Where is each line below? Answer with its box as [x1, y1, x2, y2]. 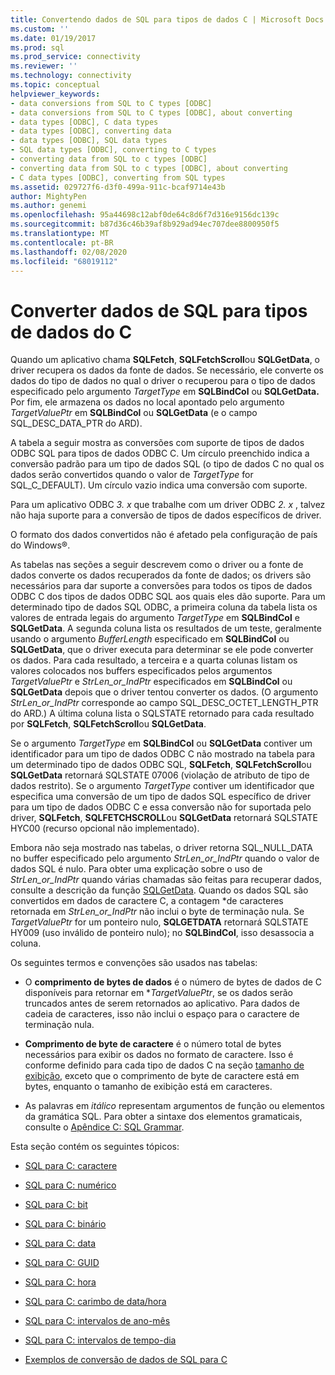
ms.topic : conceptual [10, 80, 101, 90]
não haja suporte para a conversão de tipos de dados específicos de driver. [10, 509, 322, 521]
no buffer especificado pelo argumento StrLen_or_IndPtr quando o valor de [10, 852, 320, 865]
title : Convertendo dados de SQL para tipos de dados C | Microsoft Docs [10, 14, 325, 25]
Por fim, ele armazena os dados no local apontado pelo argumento [10, 396, 285, 408]
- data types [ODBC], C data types [10, 117, 159, 127]
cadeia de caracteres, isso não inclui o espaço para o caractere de [24, 1008, 300, 1020]
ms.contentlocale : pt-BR [10, 237, 114, 248]
